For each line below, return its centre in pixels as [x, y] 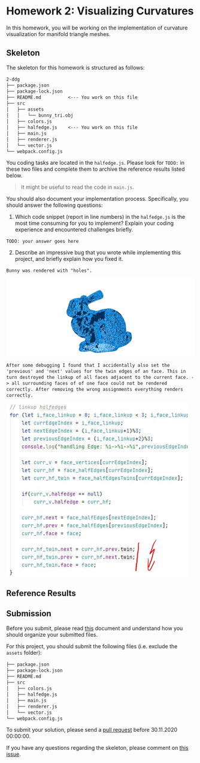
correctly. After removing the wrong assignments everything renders [95, 389]
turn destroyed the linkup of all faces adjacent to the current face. [97, 377]
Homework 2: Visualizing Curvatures [100, 11]
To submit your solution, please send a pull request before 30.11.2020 [92, 729]
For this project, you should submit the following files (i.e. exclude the [92, 646]
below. [14, 175]
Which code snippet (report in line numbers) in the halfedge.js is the [100, 216]
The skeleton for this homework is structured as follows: [75, 67]
